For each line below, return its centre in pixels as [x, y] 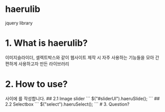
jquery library [19, 23]
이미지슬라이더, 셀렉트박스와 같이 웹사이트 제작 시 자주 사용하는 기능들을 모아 [80, 57]
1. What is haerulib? [47, 43]
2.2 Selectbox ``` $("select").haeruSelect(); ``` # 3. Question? [67, 104]
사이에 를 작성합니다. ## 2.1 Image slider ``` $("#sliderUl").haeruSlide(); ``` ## [82, 99]
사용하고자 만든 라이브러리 [44, 64]
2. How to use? [37, 84]
